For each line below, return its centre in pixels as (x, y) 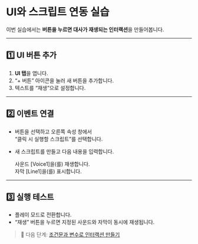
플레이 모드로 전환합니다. (43, 215)
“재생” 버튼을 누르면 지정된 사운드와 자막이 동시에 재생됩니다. (85, 222)
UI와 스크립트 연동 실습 (58, 12)
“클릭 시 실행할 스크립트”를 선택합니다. (59, 139)
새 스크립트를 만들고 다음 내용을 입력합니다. (64, 151)
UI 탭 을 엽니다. (31, 73)
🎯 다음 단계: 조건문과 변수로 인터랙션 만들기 (70, 235)
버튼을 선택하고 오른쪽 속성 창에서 (53, 131)
